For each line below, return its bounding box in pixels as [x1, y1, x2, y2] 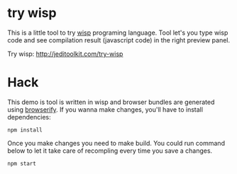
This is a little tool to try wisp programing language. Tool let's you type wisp [7, 28, 228, 37]
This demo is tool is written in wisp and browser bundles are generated [7, 98, 215, 106]
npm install [7, 126, 43, 134]
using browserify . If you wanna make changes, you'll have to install [7, 105, 204, 114]
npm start [7, 160, 37, 167]
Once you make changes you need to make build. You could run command [7, 139, 226, 147]
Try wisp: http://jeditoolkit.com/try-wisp [7, 50, 123, 58]
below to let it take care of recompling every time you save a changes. [7, 146, 213, 155]
